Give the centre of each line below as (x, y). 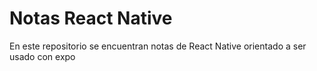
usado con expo (42, 56)
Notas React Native (91, 18)
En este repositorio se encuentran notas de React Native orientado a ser (158, 46)
